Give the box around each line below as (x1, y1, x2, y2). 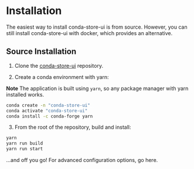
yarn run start (6, 146, 43, 152)
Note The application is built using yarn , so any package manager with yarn (6, 85, 189, 92)
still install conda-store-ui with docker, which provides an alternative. (6, 29, 173, 36)
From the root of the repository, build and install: (14, 124, 131, 131)
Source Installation (6, 47, 77, 57)
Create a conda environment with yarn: (14, 73, 110, 80)
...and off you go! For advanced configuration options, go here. (6, 157, 158, 163)
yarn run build (6, 140, 43, 147)
